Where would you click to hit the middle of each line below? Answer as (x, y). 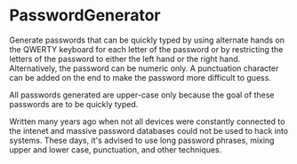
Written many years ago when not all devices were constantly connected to (147, 121)
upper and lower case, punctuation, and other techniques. (116, 149)
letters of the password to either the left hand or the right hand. (125, 59)
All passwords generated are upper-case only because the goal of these (142, 95)
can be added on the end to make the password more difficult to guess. (140, 77)
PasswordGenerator (85, 16)
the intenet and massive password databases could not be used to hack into (149, 130)
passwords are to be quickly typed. (74, 104)
